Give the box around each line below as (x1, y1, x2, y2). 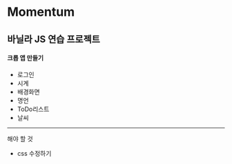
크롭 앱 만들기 (7, 54, 43, 62)
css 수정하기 (17, 149, 52, 157)
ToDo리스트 (17, 105, 50, 113)
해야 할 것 (7, 134, 33, 143)
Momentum (7, 4, 75, 20)
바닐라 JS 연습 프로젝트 (7, 33, 100, 45)
